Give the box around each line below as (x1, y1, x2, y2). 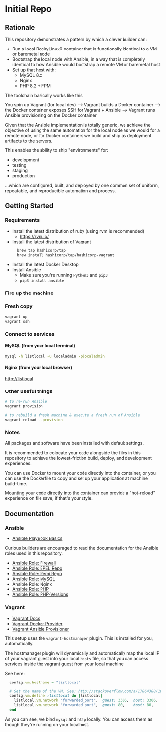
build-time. (5, 480, 28, 486)
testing (12, 162, 27, 168)
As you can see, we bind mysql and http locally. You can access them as (5, 716, 153, 722)
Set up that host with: (12, 67, 56, 73)
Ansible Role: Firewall (12, 560, 56, 566)
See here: (5, 670, 25, 676)
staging (12, 167, 28, 173)
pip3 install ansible (19, 278, 64, 283)
